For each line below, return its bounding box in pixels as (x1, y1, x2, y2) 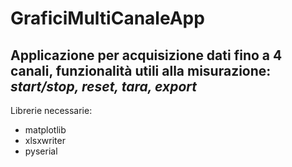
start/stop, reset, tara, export (10, 78, 198, 95)
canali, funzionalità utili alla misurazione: (10, 62, 272, 79)
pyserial (24, 145, 58, 157)
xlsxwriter (24, 135, 66, 146)
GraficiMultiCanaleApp (10, 7, 205, 30)
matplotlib (24, 124, 67, 136)
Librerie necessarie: (10, 105, 93, 116)
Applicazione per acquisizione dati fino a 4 (10, 47, 283, 64)
